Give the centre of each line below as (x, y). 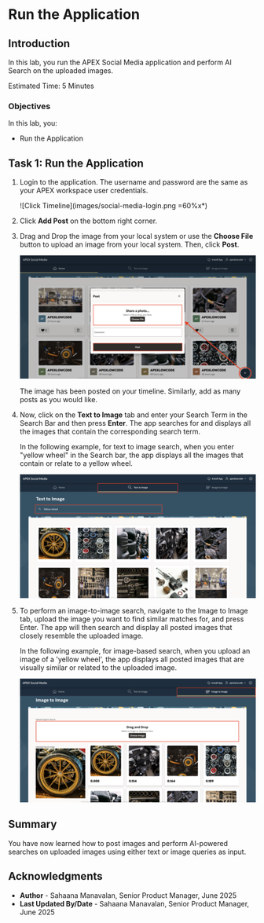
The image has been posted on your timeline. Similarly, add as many (130, 391)
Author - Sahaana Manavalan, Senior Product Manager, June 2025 (128, 895)
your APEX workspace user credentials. (84, 191)
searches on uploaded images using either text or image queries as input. (127, 852)
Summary (33, 824)
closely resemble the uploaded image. (81, 635)
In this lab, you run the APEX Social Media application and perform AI (120, 62)
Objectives (29, 106)
